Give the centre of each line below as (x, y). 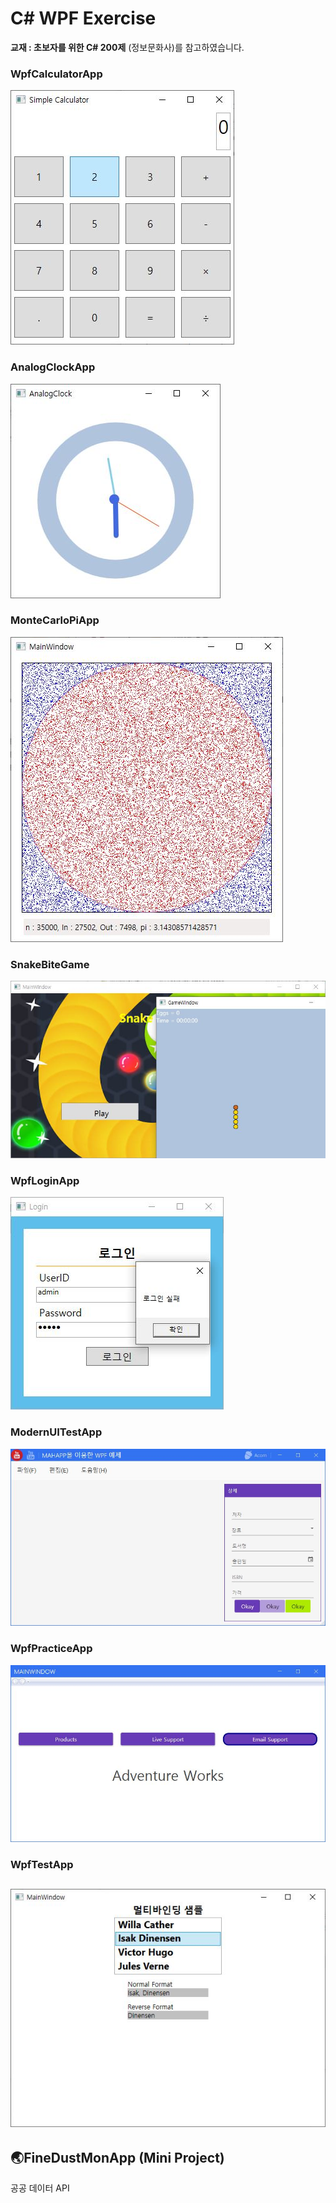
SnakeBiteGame (50, 964)
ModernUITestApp (56, 1432)
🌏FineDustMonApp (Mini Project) (117, 2157)
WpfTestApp (42, 1864)
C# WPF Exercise (83, 18)
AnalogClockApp (53, 367)
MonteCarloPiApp (55, 620)
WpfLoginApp (45, 1181)
